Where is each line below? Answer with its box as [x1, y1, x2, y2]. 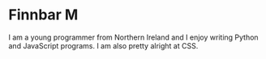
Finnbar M [8, 6, 79, 24]
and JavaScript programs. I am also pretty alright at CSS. [8, 40, 199, 50]
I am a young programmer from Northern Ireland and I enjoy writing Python [8, 32, 259, 42]
